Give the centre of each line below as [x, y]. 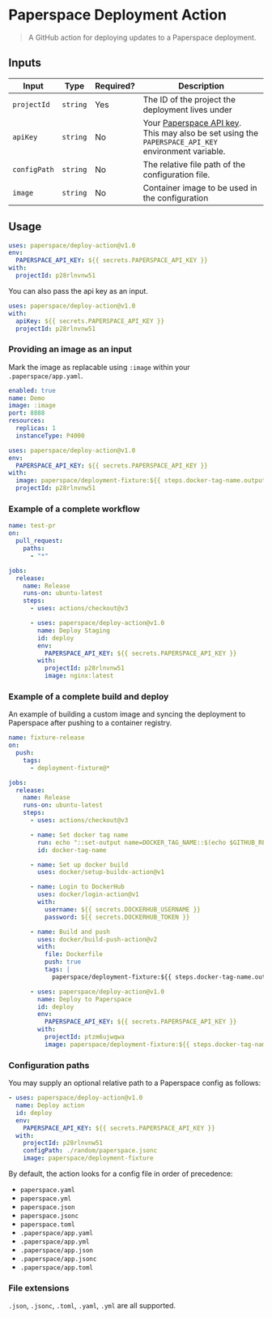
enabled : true [32, 390]
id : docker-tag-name [72, 850]
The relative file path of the [194, 164]
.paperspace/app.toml [56, 1268]
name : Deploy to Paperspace [85, 999]
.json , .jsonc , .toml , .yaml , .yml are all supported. [92, 1306]
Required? [115, 85]
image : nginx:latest [79, 676]
